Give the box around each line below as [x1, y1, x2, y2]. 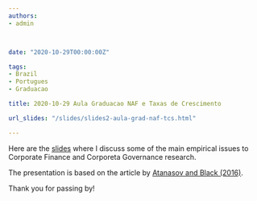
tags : [8, 62, 27, 71]
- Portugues [8, 77, 48, 86]
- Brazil [8, 70, 38, 78]
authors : [8, 11, 38, 20]
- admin [8, 19, 35, 27]
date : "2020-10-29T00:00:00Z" [8, 48, 110, 57]
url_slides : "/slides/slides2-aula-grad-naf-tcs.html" [8, 114, 197, 122]
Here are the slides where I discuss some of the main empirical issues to [8, 143, 249, 153]
